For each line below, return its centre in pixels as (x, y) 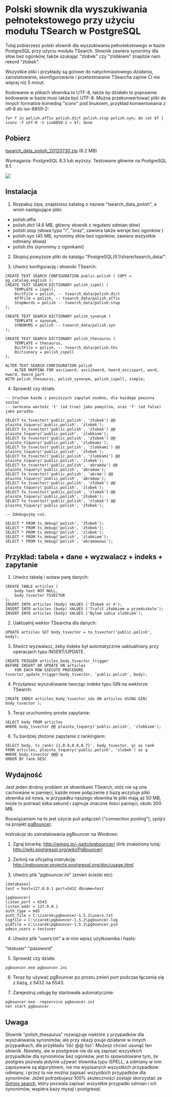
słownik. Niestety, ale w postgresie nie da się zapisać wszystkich (74, 1051)
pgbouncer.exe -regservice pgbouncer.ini (50, 1002)
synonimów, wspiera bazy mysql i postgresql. (53, 1089)
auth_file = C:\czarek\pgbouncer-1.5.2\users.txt (59, 916)
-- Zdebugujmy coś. (26, 514)
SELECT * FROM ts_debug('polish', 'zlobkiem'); (57, 537)
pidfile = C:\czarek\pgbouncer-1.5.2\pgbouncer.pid (61, 925)
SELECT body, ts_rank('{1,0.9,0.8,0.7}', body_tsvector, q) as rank (80, 746)
